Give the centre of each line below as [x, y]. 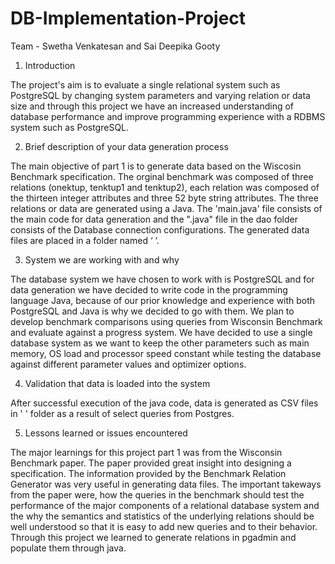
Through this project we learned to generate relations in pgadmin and [153, 537]
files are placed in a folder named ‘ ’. [85, 240]
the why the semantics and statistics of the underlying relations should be [162, 516]
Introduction [50, 65]
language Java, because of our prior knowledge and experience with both [163, 300]
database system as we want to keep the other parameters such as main [160, 343]
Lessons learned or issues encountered [106, 433]
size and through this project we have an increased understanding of [152, 106]
